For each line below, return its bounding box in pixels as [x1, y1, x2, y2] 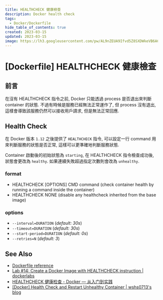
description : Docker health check [5, 12, 75, 17]
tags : [5, 16, 16, 21]
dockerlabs [12, 273, 35, 279]
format [5, 170, 22, 177]
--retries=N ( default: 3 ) [12, 236, 60, 242]
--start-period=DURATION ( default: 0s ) [12, 231, 88, 236]
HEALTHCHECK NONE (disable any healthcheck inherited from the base [12, 192, 156, 198]
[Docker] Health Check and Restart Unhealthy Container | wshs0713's [12, 284, 152, 290]
